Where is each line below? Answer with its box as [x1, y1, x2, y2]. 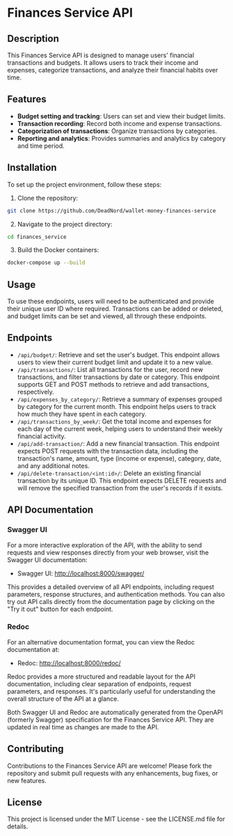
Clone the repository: [17, 194, 79, 202]
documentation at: [7, 645, 60, 653]
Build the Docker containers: [17, 246, 99, 254]
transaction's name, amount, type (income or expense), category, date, [17, 454, 222, 463]
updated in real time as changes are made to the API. [7, 722, 159, 731]
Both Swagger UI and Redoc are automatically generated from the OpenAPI [7, 708, 223, 716]
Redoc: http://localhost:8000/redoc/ [17, 658, 122, 667]
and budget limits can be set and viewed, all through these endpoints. [7, 312, 207, 320]
